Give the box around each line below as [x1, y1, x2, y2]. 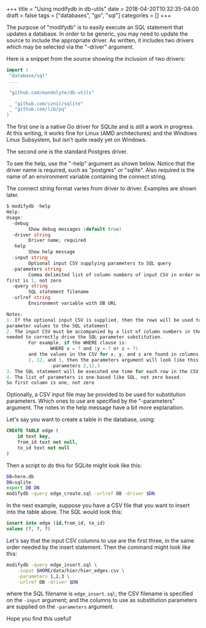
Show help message [28, 249, 75, 255]
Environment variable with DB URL [28, 300, 116, 306]
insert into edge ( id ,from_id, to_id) [6, 520, 105, 527]
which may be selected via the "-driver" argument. [6, 43, 134, 50]
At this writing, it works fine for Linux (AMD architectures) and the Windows [6, 130, 197, 137]
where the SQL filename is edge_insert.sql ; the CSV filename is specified [6, 590, 193, 597]
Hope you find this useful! [6, 615, 72, 622]
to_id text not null [17, 444, 70, 451]
